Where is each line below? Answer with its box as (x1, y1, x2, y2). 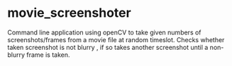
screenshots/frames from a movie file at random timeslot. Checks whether (7, 35, 225, 44)
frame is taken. (26, 51, 70, 59)
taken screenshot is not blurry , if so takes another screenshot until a (7, 43, 209, 51)
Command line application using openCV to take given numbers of (7, 28, 201, 37)
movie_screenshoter (7, 5, 131, 21)
